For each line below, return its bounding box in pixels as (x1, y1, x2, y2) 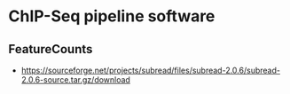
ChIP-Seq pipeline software (8, 6, 216, 27)
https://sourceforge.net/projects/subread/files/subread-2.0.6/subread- (20, 65, 281, 75)
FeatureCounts (8, 42, 93, 57)
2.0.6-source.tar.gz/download (20, 74, 130, 85)
